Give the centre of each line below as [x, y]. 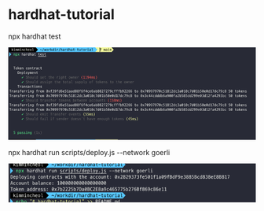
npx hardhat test [35, 36]
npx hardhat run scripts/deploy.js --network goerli [89, 153]
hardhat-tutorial [62, 15]
